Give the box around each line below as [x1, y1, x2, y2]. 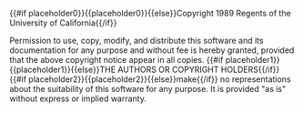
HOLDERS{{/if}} [220, 64, 280, 75]
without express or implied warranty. [9, 93, 147, 104]
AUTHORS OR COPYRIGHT [117, 64, 219, 75]
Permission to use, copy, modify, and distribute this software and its [9, 36, 264, 46]
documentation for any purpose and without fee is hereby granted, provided [9, 45, 295, 56]
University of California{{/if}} [9, 17, 117, 28]
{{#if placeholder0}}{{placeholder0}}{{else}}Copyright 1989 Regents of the [9, 8, 291, 18]
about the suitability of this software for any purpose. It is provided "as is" [9, 84, 287, 94]
